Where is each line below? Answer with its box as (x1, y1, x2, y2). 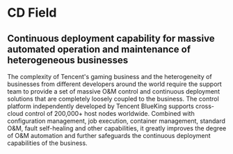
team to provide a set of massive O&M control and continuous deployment (7, 87, 220, 95)
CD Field (7, 5, 57, 21)
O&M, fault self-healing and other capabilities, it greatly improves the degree (7, 124, 227, 132)
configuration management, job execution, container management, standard (7, 117, 226, 125)
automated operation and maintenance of (7, 43, 191, 55)
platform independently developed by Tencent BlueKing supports (7, 102, 195, 110)
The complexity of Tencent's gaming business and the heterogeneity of (7, 73, 212, 80)
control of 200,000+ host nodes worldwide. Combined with (24, 110, 195, 117)
